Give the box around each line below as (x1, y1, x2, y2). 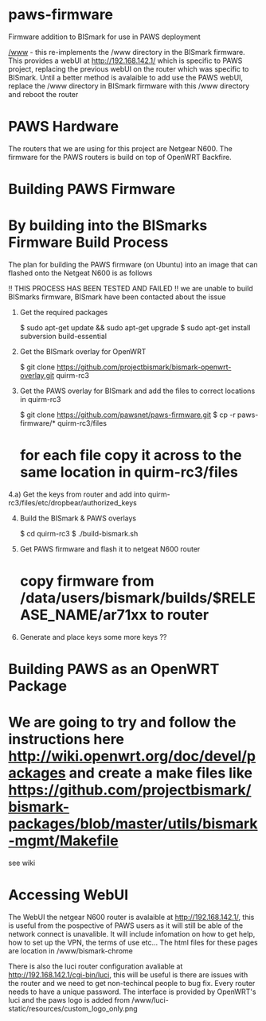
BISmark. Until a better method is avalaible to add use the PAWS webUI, (8, 72, 244, 82)
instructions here (8, 731, 125, 749)
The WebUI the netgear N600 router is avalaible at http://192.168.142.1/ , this (8, 912, 255, 922)
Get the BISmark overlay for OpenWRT (19, 347, 147, 356)
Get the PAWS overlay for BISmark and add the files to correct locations (19, 386, 256, 396)
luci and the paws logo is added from (8, 995, 130, 1004)
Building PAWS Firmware (8, 181, 176, 198)
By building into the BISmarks (8, 216, 208, 235)
